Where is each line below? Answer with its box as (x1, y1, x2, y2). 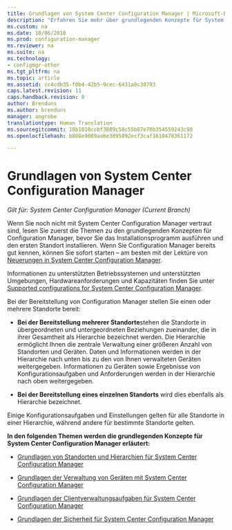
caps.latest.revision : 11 (7, 87, 81, 94)
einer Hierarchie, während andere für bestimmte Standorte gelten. (7, 419, 195, 427)
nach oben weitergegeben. (17, 377, 95, 385)
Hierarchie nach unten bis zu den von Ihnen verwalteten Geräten (17, 355, 202, 363)
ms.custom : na (7, 23, 48, 30)
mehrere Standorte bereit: (7, 305, 81, 313)
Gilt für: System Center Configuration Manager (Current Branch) (7, 205, 191, 214)
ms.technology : (7, 55, 51, 62)
